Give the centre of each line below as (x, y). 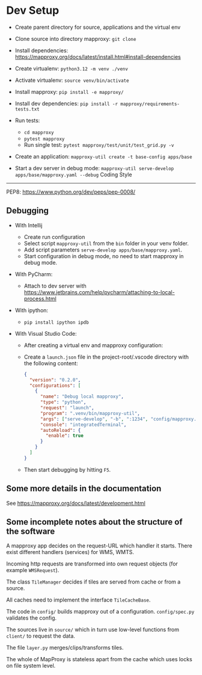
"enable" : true (65, 436)
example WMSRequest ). (33, 570)
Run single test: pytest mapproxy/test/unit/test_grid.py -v (99, 144)
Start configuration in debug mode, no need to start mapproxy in (104, 256)
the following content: (51, 363)
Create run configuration (54, 237)
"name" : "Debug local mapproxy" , (82, 397)
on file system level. (31, 666)
